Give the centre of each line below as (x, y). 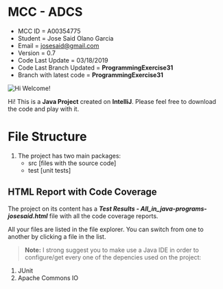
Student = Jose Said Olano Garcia (66, 38)
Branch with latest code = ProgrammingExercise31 (90, 75)
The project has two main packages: (69, 156)
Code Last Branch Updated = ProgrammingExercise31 (95, 67)
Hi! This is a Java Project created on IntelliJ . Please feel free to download (112, 101)
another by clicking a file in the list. (57, 236)
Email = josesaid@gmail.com (58, 45)
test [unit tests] (49, 170)
